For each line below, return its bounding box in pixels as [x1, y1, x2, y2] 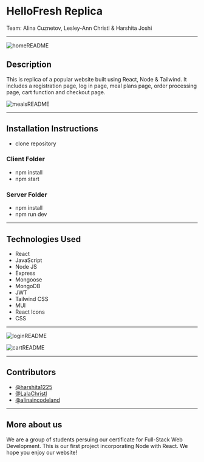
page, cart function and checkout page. [6, 88, 106, 95]
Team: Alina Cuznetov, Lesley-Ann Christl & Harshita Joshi [6, 24, 152, 32]
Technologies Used [6, 234, 81, 244]
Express [15, 269, 36, 277]
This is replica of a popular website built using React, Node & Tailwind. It [6, 75, 187, 83]
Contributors [6, 367, 56, 378]
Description [6, 60, 52, 70]
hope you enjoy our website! [6, 449, 78, 456]
